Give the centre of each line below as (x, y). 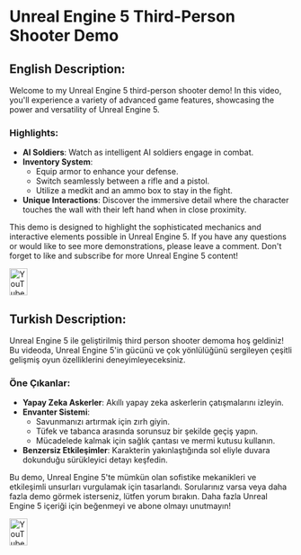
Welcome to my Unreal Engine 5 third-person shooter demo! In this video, (146, 90)
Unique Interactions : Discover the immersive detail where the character (155, 201)
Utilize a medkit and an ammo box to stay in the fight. (134, 191)
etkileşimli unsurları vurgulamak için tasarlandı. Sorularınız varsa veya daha (148, 487)
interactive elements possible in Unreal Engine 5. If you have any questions (148, 237)
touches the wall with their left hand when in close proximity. (134, 210)
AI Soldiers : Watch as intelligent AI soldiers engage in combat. (138, 152)
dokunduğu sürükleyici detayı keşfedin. (95, 460)
